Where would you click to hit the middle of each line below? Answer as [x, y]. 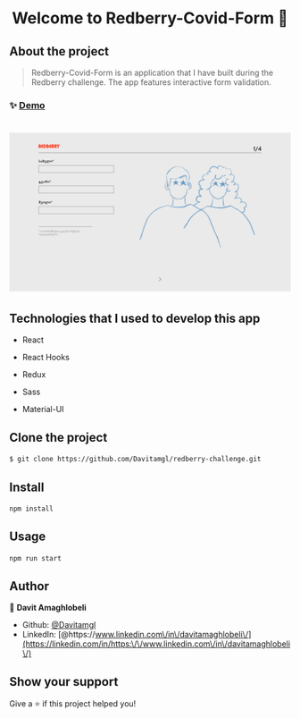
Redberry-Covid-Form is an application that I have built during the [152, 72]
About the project [59, 51]
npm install [31, 509]
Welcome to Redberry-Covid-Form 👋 [150, 18]
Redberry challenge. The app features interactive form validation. [151, 82]
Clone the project [58, 437]
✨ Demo [27, 105]
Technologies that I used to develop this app [135, 318]
